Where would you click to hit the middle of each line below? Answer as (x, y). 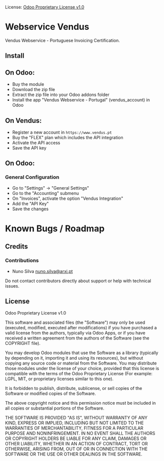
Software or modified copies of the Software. (51, 393)
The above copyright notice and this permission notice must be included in (81, 403)
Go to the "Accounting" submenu (46, 193)
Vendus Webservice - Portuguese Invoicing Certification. (62, 40)
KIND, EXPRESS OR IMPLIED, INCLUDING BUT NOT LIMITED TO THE (74, 423)
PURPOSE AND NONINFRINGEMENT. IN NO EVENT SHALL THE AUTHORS (80, 434)
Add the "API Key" (30, 203)
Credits (17, 247)
